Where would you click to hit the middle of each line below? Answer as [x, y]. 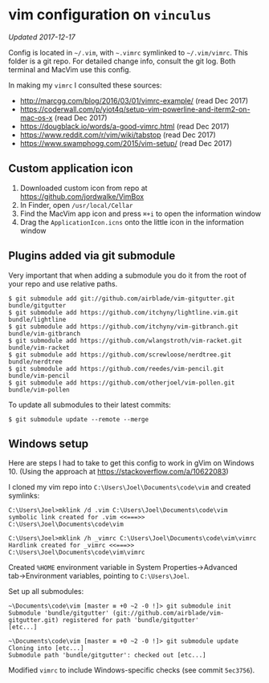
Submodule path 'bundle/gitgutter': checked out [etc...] [107, 656]
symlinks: [24, 496]
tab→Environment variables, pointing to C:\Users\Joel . [99, 576]
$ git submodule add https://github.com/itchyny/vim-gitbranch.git [124, 327]
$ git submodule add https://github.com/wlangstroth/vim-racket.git [125, 340]
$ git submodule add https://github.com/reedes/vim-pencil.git [116, 368]
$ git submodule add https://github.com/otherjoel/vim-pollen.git [122, 383]
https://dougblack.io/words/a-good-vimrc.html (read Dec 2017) [125, 126]
